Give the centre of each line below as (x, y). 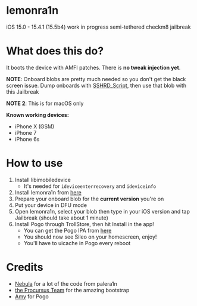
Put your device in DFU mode (51, 205)
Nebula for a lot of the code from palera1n (66, 283)
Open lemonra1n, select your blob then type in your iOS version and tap (102, 211)
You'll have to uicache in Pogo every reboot (77, 243)
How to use (35, 163)
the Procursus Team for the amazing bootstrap (72, 290)
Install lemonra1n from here (48, 192)
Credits (25, 267)
